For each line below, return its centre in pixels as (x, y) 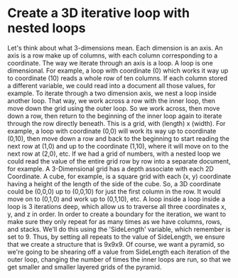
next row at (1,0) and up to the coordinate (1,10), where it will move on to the (118, 146)
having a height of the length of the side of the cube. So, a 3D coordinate (114, 183)
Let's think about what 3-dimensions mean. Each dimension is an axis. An (115, 48)
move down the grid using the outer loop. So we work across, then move (114, 108)
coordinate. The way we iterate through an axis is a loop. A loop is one (110, 63)
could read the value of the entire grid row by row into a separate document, (119, 161)
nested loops (47, 28)
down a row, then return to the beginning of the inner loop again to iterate (115, 116)
